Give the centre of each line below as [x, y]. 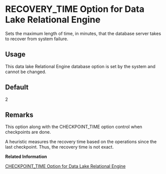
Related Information [26, 157]
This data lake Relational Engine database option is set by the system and [80, 66]
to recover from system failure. [37, 39]
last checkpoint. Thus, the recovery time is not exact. [59, 147]
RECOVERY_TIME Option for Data [75, 9]
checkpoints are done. [28, 132]
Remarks [19, 115]
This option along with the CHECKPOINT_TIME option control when [74, 127]
